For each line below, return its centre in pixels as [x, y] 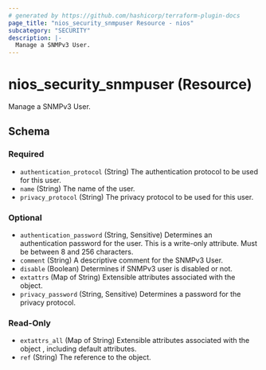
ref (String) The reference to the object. [85, 357]
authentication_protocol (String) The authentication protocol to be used [139, 171]
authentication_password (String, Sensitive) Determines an [116, 235]
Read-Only [30, 323]
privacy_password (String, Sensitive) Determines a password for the [130, 294]
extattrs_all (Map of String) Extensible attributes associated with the [135, 341]
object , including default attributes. [78, 349]
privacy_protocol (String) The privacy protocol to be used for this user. [137, 197]
